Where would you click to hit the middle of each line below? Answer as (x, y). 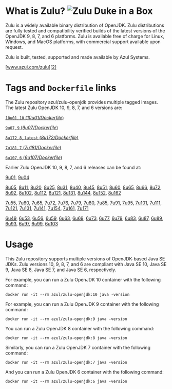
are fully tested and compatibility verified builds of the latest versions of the (85, 30)
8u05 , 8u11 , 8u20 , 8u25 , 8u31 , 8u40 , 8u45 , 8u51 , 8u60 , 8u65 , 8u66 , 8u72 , (83, 187)
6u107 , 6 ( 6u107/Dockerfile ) (34, 157)
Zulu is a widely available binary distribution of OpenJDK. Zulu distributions (85, 25)
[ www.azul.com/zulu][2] (31, 67)
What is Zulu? (35, 11)
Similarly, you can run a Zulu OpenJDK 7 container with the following (78, 347)
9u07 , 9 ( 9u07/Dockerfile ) (32, 127)
